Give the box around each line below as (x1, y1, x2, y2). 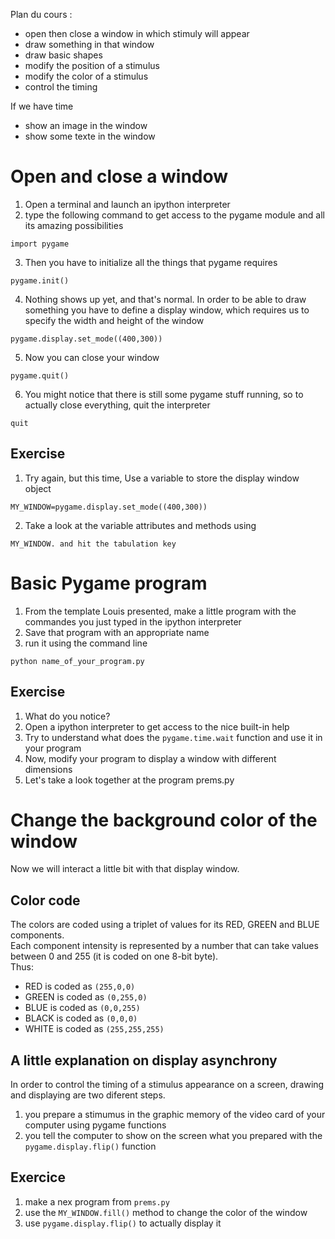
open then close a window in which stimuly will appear (24, 28, 250, 39)
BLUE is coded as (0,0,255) (24, 1002, 141, 1014)
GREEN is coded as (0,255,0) (24, 991, 148, 1003)
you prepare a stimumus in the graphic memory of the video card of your (24, 1109, 326, 1121)
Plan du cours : (10, 9, 73, 20)
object (24, 482, 52, 494)
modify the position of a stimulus (24, 60, 160, 71)
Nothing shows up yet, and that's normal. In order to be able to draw (24, 293, 307, 305)
